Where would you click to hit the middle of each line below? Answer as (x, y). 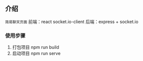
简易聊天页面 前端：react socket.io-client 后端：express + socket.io (72, 22)
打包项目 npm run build (36, 47)
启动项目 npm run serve (36, 54)
